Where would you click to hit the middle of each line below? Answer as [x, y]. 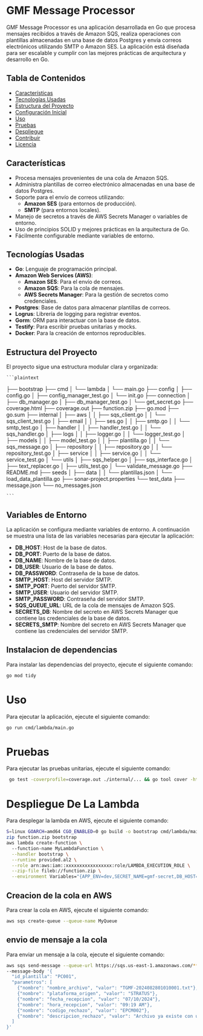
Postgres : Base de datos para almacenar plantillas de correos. [93, 307]
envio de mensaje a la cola [57, 940]
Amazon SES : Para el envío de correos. [73, 282]
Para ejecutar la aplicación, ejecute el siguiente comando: [78, 716]
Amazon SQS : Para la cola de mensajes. [74, 288]
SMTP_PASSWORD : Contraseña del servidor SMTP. [80, 599]
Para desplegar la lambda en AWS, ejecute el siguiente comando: [88, 821]
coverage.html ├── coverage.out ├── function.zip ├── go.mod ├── [93, 408]
